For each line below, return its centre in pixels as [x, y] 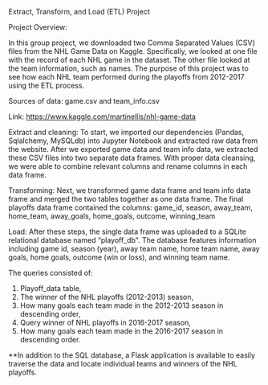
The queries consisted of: [51, 273]
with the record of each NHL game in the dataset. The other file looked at [129, 60]
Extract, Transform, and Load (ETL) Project [79, 12]
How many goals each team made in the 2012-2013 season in [122, 305]
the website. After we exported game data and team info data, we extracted [133, 149]
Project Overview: [38, 27]
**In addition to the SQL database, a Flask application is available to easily [132, 355]
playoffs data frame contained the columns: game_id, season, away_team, [130, 207]
